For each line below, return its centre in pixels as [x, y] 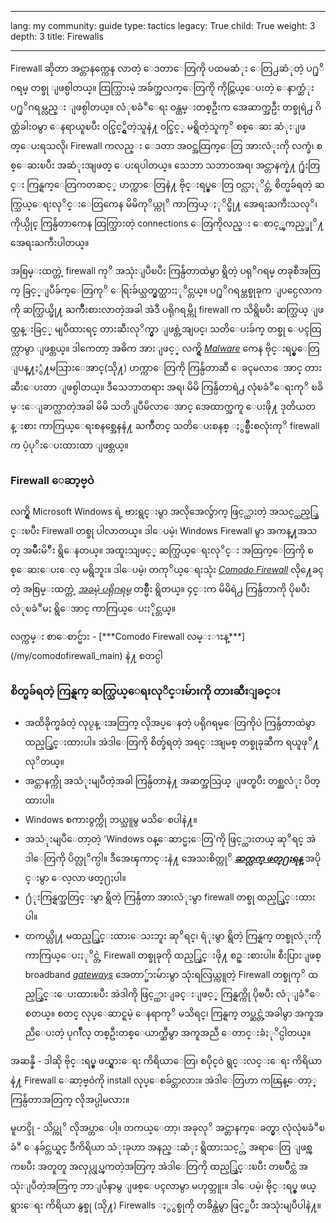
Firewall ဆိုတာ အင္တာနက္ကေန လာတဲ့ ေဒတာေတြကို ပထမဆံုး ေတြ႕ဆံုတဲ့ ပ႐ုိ [167, 68]
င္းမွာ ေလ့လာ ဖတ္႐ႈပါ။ [75, 877]
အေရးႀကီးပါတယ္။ [50, 242]
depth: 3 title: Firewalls [57, 36]
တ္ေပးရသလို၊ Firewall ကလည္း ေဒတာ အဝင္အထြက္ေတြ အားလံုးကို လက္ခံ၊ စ [166, 145]
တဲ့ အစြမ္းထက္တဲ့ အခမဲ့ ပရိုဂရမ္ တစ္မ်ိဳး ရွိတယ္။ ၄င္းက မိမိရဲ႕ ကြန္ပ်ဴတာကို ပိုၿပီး [160, 589]
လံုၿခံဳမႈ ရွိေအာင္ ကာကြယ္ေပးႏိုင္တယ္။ [93, 608]
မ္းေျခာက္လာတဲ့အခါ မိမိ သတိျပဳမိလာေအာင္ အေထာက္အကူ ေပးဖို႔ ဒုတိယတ [163, 406]
